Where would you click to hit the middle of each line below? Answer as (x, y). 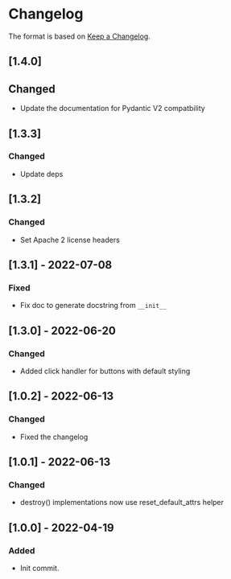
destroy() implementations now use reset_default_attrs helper (122, 503)
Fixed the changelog (54, 437)
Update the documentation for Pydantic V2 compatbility (112, 109)
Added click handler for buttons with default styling (105, 371)
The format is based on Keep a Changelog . (79, 36)
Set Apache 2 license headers (70, 240)
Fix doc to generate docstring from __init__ (93, 306)
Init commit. (39, 568)
